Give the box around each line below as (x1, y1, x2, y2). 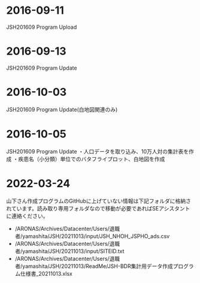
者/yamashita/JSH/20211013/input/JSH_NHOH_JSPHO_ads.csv (14, 232, 170, 240)
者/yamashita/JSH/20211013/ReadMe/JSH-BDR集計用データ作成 (14, 262, 173, 270)
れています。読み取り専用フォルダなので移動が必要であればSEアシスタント (6, 204, 190, 212)
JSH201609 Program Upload (6, 23, 77, 31)
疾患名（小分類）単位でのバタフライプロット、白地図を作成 (17, 155, 165, 162)
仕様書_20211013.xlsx (20, 270, 73, 277)
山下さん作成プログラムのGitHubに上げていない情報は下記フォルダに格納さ (6, 197, 192, 204)
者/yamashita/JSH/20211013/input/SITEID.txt (14, 247, 125, 255)
